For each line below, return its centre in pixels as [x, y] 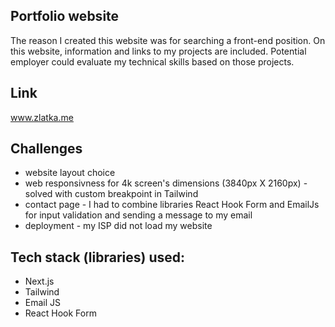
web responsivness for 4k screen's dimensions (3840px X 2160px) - [166, 183]
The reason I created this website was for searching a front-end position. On [168, 40]
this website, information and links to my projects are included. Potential [158, 51]
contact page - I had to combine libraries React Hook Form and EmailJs [172, 205]
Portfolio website [65, 16]
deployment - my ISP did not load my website [118, 226]
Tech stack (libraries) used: [98, 257]
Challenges [46, 149]
